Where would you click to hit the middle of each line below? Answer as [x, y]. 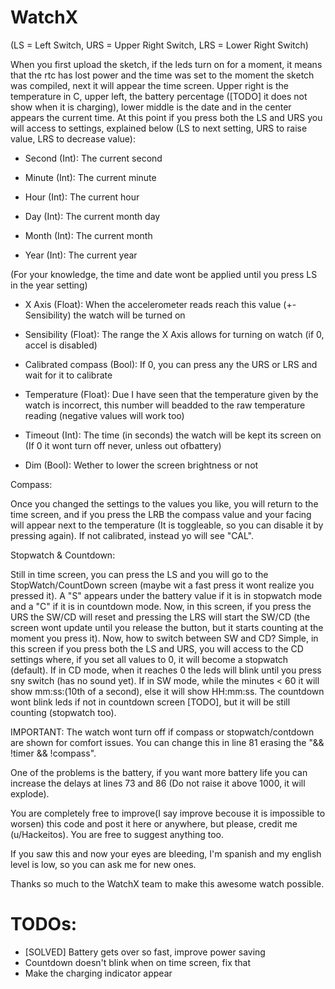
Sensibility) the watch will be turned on [105, 315]
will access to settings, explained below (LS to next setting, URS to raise [159, 128]
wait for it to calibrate [68, 375]
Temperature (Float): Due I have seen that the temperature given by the [171, 394]
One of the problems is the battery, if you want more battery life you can [159, 772]
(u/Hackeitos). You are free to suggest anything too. [117, 834]
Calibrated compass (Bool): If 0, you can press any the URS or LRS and [171, 364]
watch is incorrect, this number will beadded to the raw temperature [165, 405]
